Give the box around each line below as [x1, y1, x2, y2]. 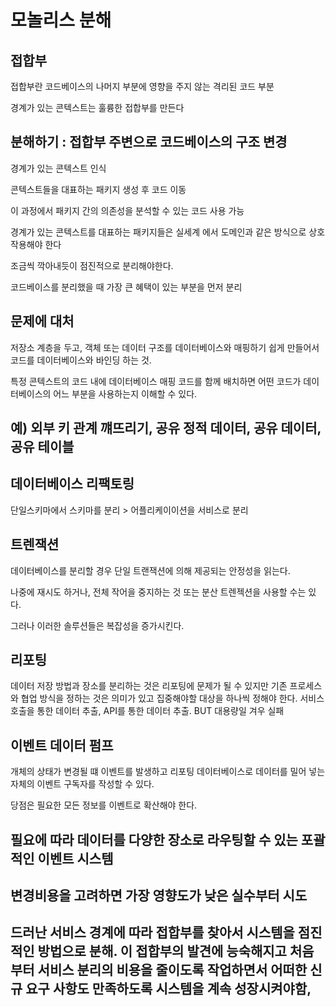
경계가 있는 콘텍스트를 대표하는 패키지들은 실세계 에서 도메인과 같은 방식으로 [10, 226, 307, 238]
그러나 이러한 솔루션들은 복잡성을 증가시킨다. [10, 619, 185, 631]
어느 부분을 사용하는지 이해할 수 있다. [53, 387, 198, 400]
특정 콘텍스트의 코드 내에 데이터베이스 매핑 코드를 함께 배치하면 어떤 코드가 [10, 375, 302, 387]
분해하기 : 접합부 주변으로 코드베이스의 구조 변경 [10, 134, 288, 151]
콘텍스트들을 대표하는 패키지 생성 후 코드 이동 [10, 183, 187, 195]
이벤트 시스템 [37, 850, 114, 867]
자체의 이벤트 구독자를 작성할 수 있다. [10, 778, 155, 790]
